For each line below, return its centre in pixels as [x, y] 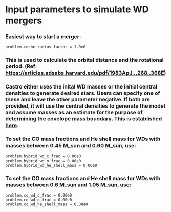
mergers [24, 20]
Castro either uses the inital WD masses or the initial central [81, 87]
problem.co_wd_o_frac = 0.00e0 [39, 200]
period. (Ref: [21, 66]
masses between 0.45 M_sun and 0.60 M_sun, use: [71, 146]
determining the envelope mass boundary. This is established [84, 119]
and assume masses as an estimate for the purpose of [74, 113]
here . [12, 126]
